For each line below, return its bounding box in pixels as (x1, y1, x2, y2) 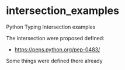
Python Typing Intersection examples (6, 23, 96, 30)
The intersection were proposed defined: (6, 34, 105, 41)
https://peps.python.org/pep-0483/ (14, 45, 100, 53)
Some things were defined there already (6, 57, 103, 64)
